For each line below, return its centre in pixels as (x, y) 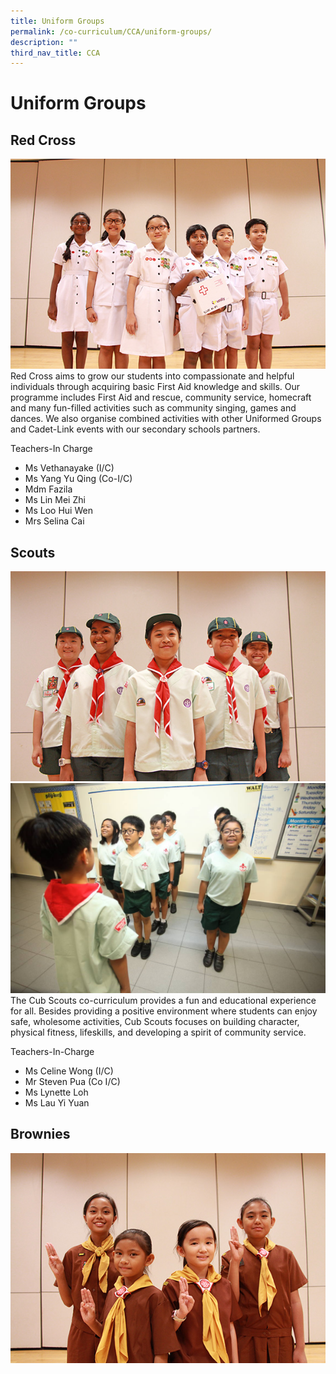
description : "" (44, 42)
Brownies (40, 1134)
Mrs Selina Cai (54, 521)
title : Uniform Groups (57, 21)
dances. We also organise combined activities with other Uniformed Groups (166, 419)
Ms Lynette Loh (56, 1092)
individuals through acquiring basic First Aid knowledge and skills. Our (155, 387)
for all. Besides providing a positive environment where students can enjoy (164, 1011)
